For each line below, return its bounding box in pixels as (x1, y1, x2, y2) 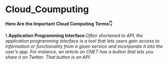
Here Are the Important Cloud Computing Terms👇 (5, 20, 113, 26)
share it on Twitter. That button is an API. (5, 54, 92, 60)
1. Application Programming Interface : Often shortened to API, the (5, 32, 144, 39)
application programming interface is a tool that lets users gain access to (5, 38, 160, 44)
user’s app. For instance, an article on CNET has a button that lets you (5, 48, 154, 54)
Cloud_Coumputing (5, 4, 89, 15)
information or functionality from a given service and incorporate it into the (5, 43, 163, 49)
